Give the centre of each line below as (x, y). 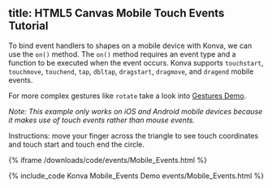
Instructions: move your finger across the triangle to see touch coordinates (134, 135)
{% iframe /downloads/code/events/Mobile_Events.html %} (108, 160)
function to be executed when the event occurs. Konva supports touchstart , (136, 62)
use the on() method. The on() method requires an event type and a (123, 54)
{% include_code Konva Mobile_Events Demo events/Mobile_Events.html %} (136, 175)
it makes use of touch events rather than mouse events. (102, 120)
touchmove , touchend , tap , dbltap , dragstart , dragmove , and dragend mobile (131, 71)
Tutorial (28, 26)
